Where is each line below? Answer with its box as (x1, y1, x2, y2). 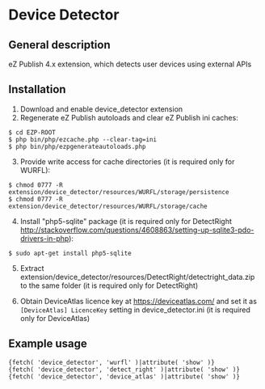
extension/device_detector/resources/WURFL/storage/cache (8, 202, 208, 210)
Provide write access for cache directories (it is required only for (19, 156, 235, 167)
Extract (19, 263, 44, 273)
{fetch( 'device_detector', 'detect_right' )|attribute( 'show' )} (8, 366, 241, 374)
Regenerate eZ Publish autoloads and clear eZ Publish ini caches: (19, 112, 238, 122)
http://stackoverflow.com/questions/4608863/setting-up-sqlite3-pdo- (19, 225, 254, 235)
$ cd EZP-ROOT (8, 128, 57, 137)
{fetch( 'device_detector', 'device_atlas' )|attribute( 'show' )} (8, 372, 241, 381)
